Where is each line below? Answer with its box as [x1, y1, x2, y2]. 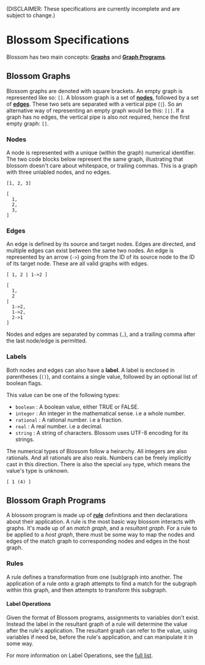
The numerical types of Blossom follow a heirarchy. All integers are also [6, 447, 187, 455]
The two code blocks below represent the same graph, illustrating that [6, 155, 184, 163]
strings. [15, 436, 35, 443]
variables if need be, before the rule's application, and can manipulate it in [6, 633, 193, 641]
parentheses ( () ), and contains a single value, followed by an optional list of [6, 373, 198, 380]
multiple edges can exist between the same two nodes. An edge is [6, 247, 174, 254]
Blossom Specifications [6, 33, 130, 47]
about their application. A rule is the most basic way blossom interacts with [6, 518, 196, 526]
